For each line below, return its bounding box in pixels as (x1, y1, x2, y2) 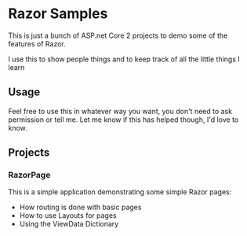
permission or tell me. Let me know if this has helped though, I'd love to (8, 115, 239, 124)
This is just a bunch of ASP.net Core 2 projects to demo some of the (8, 31, 228, 40)
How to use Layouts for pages (19, 211, 117, 220)
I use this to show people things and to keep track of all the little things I (8, 54, 241, 64)
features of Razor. (8, 39, 66, 48)
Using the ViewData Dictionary (19, 219, 119, 229)
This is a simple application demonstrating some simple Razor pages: (8, 187, 232, 197)
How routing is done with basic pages (19, 202, 142, 212)
